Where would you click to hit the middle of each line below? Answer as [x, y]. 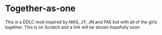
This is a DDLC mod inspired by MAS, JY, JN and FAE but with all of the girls [81, 22]
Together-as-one [40, 9]
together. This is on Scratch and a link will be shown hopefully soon [72, 27]
